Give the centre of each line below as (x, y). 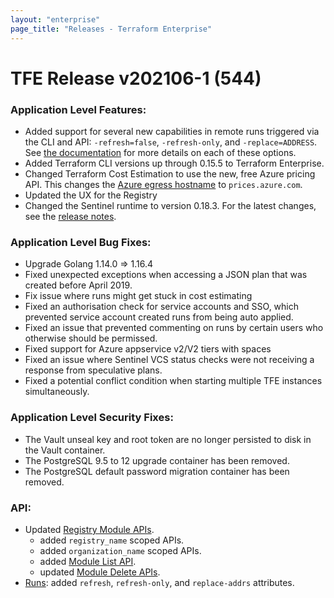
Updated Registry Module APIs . (89, 529)
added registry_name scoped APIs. (112, 540)
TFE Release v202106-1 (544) (136, 78)
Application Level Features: (78, 109)
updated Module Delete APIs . (100, 572)
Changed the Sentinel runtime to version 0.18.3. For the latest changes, (170, 205)
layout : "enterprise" (55, 19)
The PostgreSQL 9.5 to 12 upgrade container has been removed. (157, 460)
